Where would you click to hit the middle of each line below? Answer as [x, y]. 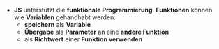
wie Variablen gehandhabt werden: [65, 17]
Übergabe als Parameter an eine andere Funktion [97, 32]
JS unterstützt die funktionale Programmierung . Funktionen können [113, 10]
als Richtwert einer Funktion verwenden [83, 39]
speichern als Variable [58, 24]
